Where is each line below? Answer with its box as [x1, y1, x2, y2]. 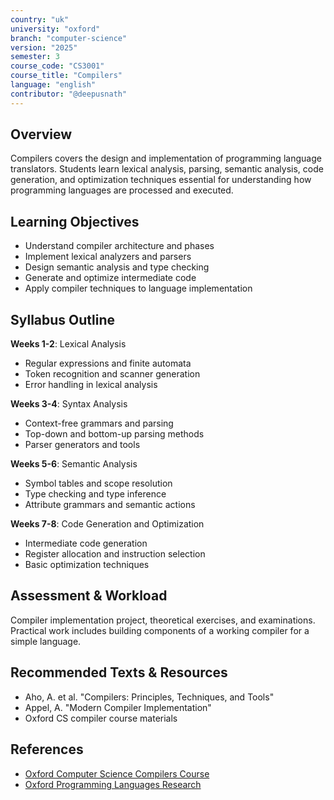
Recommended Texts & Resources [10, 664, 228, 681]
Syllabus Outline [10, 311, 116, 328]
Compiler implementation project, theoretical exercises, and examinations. [10, 614, 316, 626]
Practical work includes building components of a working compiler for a [10, 624, 310, 636]
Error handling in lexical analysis [24, 379, 158, 391]
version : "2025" [10, 42, 78, 53]
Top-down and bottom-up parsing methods [24, 428, 205, 440]
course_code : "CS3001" [10, 61, 105, 71]
